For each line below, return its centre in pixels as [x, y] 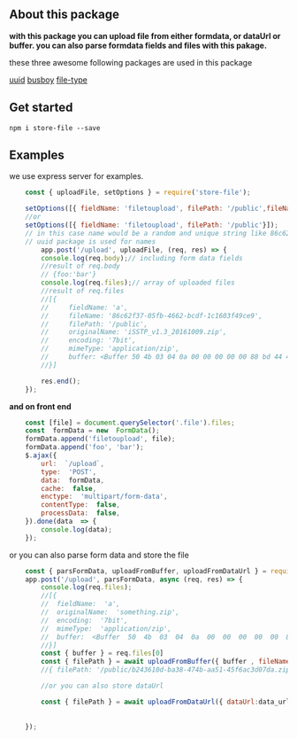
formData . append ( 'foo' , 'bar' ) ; [84, 447]
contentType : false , [81, 505]
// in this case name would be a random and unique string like [146, 233]
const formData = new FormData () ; [93, 431]
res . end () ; [61, 381]
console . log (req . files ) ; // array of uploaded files [138, 283]
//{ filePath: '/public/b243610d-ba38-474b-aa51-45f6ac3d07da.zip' [168, 670]
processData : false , [81, 513]
